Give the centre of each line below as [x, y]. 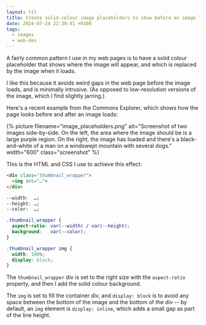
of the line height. [29, 315]
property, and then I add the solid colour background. [74, 284]
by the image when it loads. [41, 71]
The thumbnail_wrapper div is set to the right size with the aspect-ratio [96, 277]
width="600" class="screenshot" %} [53, 152]
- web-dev [24, 40]
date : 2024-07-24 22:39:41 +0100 [49, 23]
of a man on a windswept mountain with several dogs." [103, 146]
